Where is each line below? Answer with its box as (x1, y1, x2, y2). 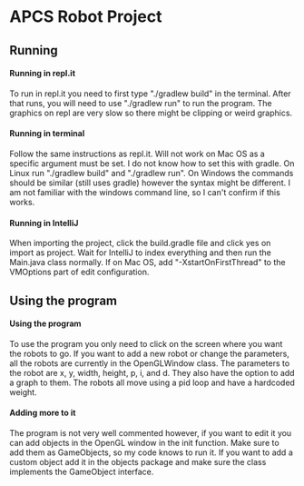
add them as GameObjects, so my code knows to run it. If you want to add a (9, 447, 293, 458)
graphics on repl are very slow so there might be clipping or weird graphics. (9, 107, 293, 118)
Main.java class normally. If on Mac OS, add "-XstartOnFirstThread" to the (9, 257, 286, 268)
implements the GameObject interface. (9, 466, 154, 477)
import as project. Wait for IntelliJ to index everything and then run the (9, 247, 272, 258)
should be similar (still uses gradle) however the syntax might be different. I (9, 177, 290, 188)
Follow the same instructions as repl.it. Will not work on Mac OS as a (9, 148, 265, 159)
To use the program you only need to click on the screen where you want (9, 338, 283, 349)
